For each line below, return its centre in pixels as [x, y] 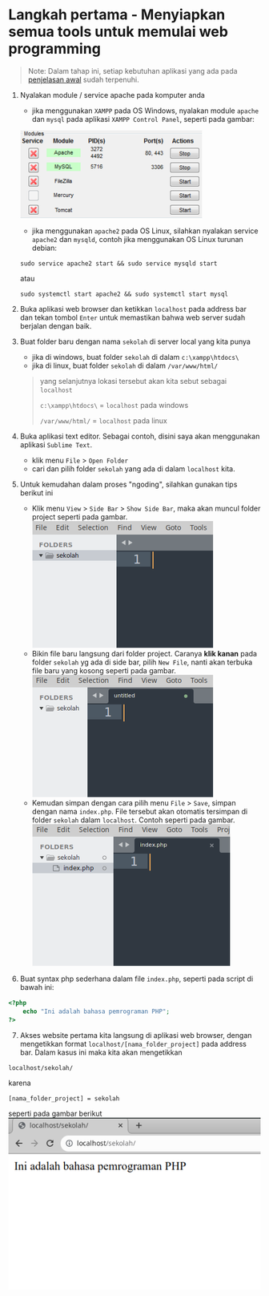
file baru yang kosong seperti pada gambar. [104, 670]
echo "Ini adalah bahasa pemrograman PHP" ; [96, 1011]
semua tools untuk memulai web [118, 32]
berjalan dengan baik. [56, 325]
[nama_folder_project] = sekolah [64, 1098]
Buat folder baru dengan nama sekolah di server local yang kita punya [135, 341]
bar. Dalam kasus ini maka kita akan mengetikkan [101, 1052]
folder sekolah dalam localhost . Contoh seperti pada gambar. [133, 820]
